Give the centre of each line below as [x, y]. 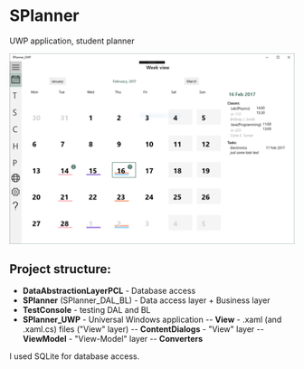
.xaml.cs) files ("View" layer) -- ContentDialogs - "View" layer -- [143, 329]
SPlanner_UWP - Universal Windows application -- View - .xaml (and [152, 320]
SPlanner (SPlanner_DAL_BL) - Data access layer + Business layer [146, 300]
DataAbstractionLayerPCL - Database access [109, 291]
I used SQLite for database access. [75, 356]
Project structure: [60, 269]
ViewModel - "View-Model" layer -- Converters [113, 339]
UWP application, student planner [72, 41]
